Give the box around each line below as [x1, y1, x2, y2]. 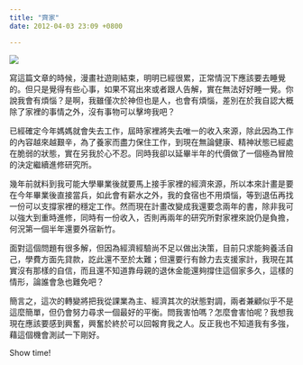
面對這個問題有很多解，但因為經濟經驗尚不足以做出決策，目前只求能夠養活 [9, 242, 286, 253]
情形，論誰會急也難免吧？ [9, 276, 105, 287]
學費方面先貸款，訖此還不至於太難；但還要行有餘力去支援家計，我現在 [24, 253, 286, 264]
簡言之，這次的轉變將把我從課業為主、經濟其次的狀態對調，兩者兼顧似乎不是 [9, 295, 294, 306]
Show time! [9, 347, 51, 358]
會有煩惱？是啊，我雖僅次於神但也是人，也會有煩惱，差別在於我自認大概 [24, 95, 294, 105]
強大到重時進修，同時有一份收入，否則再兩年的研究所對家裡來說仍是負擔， [16, 212, 294, 223]
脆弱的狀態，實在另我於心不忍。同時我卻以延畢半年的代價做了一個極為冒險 [16, 148, 294, 159]
